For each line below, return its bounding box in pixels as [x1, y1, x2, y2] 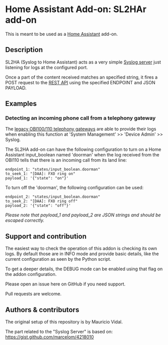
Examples [5, 99, 37, 108]
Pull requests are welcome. [5, 291, 62, 297]
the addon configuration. [5, 271, 57, 277]
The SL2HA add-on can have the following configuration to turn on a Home [5, 146, 161, 152]
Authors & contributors [5, 305, 80, 314]
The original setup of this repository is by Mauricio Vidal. [5, 319, 123, 325]
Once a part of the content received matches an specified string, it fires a [5, 74, 158, 80]
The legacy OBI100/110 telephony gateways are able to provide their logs [5, 126, 156, 132]
